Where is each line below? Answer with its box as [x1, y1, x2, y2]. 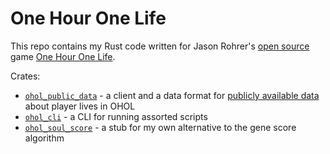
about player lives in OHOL [24, 100, 136, 112]
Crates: [10, 70, 41, 82]
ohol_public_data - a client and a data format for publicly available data [24, 89, 320, 101]
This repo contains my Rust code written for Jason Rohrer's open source [10, 40, 310, 52]
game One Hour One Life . [10, 50, 116, 62]
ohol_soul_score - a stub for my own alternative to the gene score [24, 121, 297, 133]
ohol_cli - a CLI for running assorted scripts [24, 110, 208, 122]
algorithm [24, 132, 65, 144]
